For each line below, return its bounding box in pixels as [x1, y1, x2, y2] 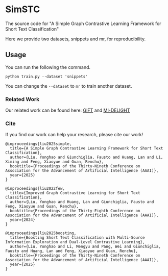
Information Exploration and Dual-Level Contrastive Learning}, [5, 240, 145, 245]
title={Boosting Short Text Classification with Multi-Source [10, 235, 145, 240]
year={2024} [10, 217, 36, 222]
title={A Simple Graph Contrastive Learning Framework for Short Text [10, 146, 163, 151]
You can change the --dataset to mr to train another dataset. [5, 83, 132, 89]
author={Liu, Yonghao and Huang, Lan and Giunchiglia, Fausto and [10, 199, 154, 205]
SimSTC [5, 4, 40, 15]
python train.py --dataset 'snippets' [5, 74, 88, 79]
